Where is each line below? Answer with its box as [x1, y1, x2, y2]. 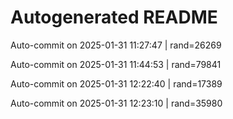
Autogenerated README [10, 6, 218, 29]
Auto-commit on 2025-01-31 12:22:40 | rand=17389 [10, 77, 223, 90]
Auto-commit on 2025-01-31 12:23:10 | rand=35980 [10, 97, 223, 109]
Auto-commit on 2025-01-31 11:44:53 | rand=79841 [10, 58, 222, 70]
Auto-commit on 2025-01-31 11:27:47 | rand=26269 [10, 39, 222, 51]
